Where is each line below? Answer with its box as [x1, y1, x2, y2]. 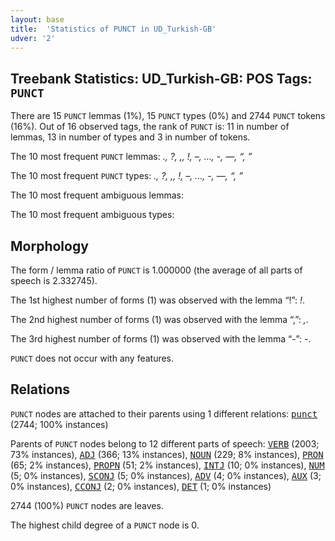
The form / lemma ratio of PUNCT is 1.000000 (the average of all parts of [10, 264, 303, 276]
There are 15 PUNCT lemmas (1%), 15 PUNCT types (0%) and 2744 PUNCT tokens [10, 110, 326, 122]
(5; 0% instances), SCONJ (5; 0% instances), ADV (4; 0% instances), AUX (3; [10, 469, 322, 481]
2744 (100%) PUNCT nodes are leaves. [10, 499, 164, 511]
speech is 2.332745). [10, 275, 98, 286]
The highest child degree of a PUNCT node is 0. [10, 519, 200, 531]
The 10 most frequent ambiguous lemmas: [10, 189, 184, 201]
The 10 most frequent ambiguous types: [10, 209, 175, 221]
